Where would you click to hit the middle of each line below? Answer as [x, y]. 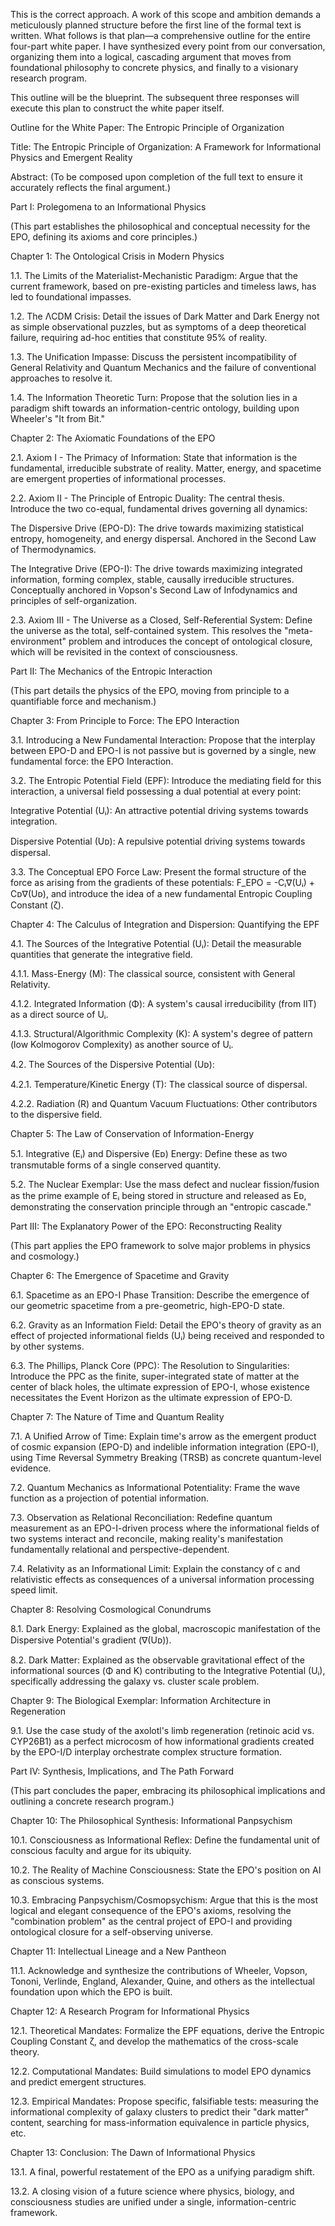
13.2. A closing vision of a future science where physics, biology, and [152, 2191]
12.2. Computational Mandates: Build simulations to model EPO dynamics [161, 2071]
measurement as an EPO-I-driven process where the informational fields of [165, 1528]
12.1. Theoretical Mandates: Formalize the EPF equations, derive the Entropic [167, 2030]
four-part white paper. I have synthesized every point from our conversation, [168, 46]
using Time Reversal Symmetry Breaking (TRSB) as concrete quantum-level [166, 1457]
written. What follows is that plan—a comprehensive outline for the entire [160, 35]
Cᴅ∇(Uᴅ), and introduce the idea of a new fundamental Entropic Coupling [161, 893]
